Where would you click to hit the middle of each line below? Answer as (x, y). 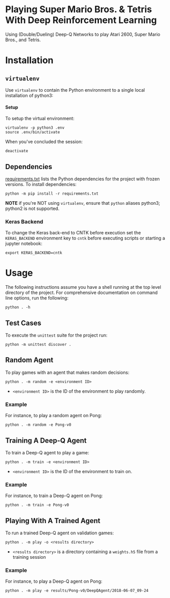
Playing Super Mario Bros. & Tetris (79, 9)
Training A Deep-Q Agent (46, 440)
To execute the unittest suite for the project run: (56, 335)
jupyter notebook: (24, 243)
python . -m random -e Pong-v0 (38, 425)
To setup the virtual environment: (40, 119)
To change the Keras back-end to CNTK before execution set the (73, 233)
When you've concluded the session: (44, 142)
